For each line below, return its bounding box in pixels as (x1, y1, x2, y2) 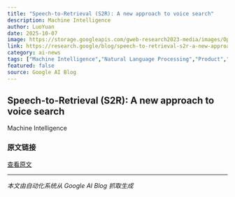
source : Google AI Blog (7, 68, 77, 75)
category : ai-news (7, 50, 61, 57)
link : (7, 43, 23, 50)
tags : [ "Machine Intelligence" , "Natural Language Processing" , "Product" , (7, 56, 227, 63)
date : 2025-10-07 (7, 29, 58, 37)
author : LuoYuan (7, 23, 55, 30)
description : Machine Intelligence (7, 17, 111, 24)
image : (7, 36, 27, 43)
